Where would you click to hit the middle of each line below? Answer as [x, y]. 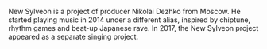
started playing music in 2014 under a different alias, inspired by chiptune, [130, 20]
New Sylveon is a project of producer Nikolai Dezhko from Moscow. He [124, 11]
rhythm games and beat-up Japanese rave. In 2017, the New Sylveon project [133, 28]
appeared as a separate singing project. [74, 36]
